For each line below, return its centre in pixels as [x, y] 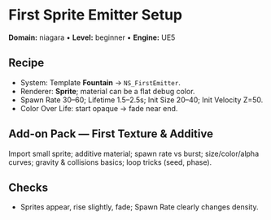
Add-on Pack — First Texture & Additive [111, 134]
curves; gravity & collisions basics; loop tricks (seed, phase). [110, 162]
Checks [28, 187]
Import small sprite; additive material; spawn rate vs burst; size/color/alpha [134, 153]
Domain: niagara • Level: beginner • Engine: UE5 [92, 37]
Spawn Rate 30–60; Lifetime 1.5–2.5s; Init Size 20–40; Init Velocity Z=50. [142, 100]
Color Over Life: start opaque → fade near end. [99, 108]
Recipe [26, 63]
